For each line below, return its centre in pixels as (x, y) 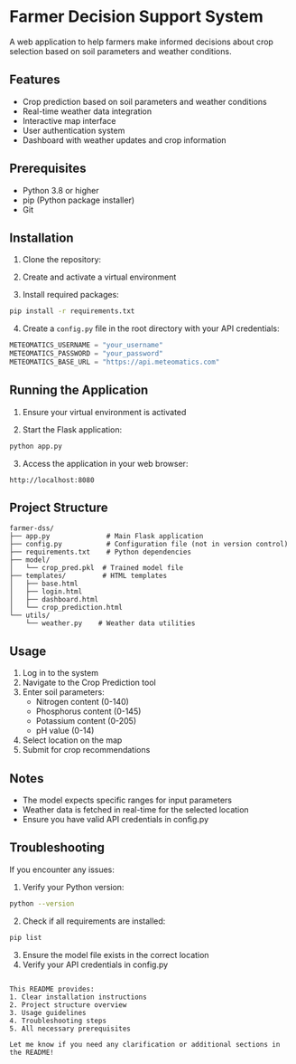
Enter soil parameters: (64, 692)
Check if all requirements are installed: (94, 921)
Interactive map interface (69, 120)
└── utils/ (30, 616)
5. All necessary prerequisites (70, 1029)
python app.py (36, 446)
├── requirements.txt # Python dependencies (101, 552)
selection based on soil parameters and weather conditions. (120, 51)
